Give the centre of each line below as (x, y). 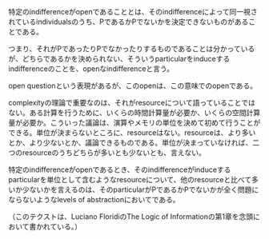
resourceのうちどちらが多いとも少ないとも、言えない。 (114, 153)
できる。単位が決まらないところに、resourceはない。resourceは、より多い (132, 133)
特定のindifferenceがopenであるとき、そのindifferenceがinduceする (120, 169)
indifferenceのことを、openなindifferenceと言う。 (91, 69)
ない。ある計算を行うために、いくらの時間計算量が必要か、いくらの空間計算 (134, 113)
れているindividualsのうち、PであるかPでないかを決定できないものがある (128, 22)
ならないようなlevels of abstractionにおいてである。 (94, 199)
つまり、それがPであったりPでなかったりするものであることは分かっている (132, 49)
